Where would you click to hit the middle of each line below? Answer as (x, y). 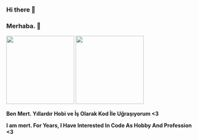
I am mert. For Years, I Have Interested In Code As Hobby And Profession (99, 125)
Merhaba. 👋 (24, 25)
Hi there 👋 (21, 10)
